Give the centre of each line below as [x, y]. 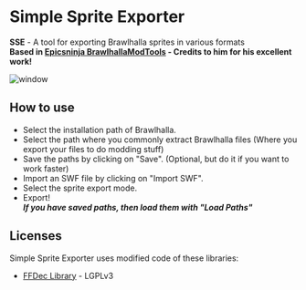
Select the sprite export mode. [80, 188]
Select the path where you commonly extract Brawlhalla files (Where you [160, 140]
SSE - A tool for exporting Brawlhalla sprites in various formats [127, 42]
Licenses [36, 236]
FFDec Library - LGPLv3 [68, 275]
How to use [42, 108]
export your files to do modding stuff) [93, 149]
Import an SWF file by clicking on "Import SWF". [113, 178]
